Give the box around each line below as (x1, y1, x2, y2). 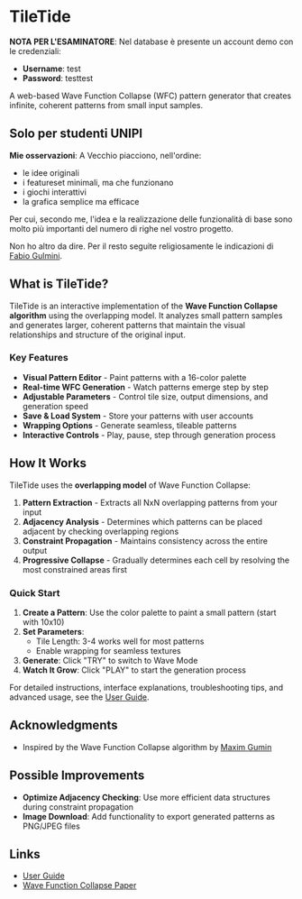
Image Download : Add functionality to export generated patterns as (22, 811, 275, 821)
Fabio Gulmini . (9, 250, 63, 261)
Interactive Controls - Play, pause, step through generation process (22, 429, 277, 440)
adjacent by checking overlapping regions (22, 526, 179, 537)
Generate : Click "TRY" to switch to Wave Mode (22, 655, 198, 665)
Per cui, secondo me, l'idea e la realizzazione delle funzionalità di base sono (9, 214, 293, 225)
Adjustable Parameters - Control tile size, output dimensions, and (22, 390, 269, 402)
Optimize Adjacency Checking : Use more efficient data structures (22, 792, 270, 803)
